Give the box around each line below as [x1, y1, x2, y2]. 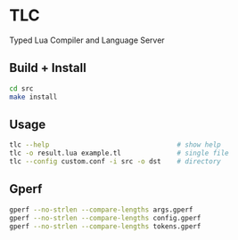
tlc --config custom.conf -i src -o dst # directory [9, 157, 221, 166]
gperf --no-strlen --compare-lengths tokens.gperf [9, 221, 201, 231]
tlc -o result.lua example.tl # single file [9, 148, 229, 158]
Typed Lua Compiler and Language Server [9, 35, 165, 45]
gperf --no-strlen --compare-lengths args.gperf [9, 205, 193, 214]
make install [9, 92, 58, 101]
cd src [9, 84, 34, 93]
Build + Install [9, 60, 86, 76]
